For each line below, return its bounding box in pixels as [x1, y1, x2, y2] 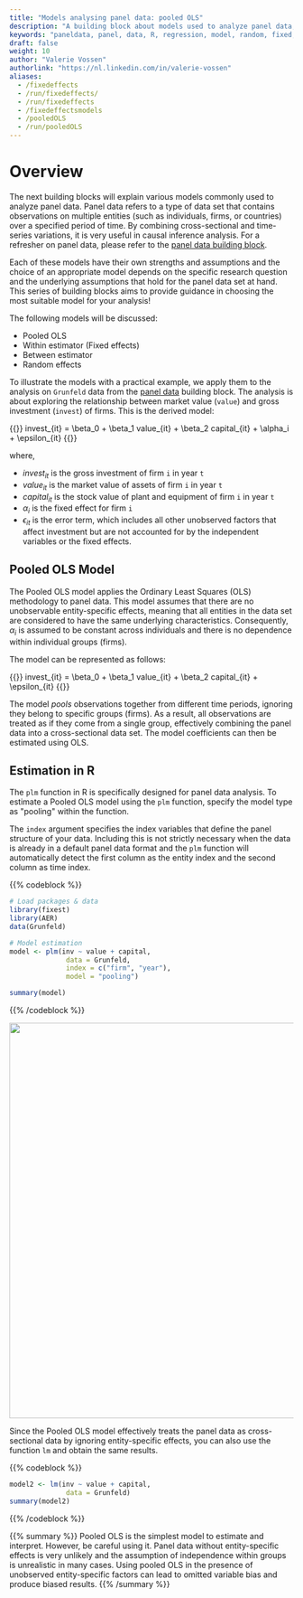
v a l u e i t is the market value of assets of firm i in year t [22, 479, 223, 493]
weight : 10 [9, 47, 50, 56]
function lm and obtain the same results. [9, 1445, 159, 1456]
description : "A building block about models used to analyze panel [9, 22, 272, 31]
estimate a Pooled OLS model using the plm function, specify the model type [9, 796, 293, 807]
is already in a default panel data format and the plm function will [9, 842, 250, 854]
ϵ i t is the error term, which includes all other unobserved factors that [22, 514, 277, 527]
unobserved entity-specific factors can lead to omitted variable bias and [9, 1569, 278, 1580]
